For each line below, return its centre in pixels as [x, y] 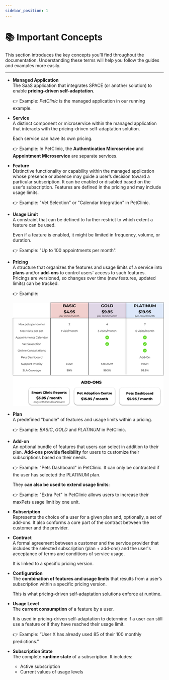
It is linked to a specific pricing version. [53, 564]
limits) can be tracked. [35, 283]
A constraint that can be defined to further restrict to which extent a [83, 219]
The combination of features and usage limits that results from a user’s [87, 579]
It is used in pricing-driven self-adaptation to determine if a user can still [87, 619]
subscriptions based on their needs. [50, 458]
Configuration [27, 573]
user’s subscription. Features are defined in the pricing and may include [87, 187]
